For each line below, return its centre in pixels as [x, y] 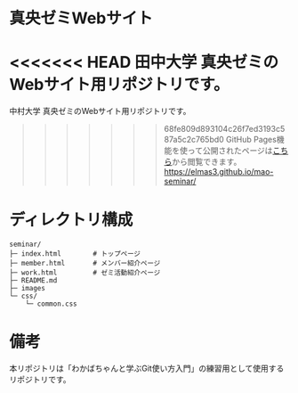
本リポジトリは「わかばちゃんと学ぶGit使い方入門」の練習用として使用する [147, 368]
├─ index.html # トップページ [75, 254]
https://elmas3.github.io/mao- [219, 172]
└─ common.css [51, 304]
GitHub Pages [251, 140]
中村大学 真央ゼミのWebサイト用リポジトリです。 [100, 111]
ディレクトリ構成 [71, 220]
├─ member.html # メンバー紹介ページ [85, 264]
